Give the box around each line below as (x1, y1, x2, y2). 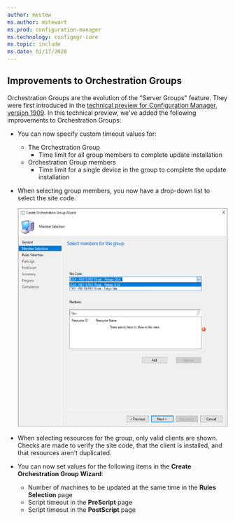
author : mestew (7, 11, 52, 18)
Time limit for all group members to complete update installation (38, 151, 222, 159)
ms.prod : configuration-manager (7, 26, 101, 33)
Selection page (27, 491, 73, 499)
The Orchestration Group (27, 143, 100, 151)
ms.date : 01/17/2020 (7, 48, 68, 55)
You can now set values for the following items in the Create (17, 462, 192, 471)
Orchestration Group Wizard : (17, 470, 104, 478)
